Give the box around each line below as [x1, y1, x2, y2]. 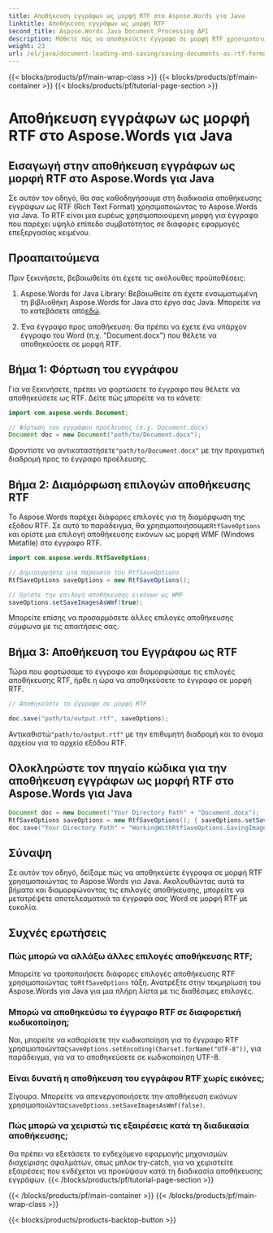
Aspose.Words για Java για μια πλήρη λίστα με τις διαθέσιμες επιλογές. [8, 986, 254, 995]
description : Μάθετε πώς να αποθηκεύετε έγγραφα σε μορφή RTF [8, 34, 223, 43]
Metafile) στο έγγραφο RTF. [8, 538, 102, 548]
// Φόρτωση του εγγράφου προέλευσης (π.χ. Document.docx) [8, 423, 209, 431]
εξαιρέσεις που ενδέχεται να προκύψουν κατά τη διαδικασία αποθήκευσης [8, 1165, 262, 1176]
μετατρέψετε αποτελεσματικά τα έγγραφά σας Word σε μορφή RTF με [8, 894, 248, 903]
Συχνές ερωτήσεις [8, 925, 107, 940]
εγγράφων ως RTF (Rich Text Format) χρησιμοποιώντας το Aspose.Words [8, 202, 258, 212]
